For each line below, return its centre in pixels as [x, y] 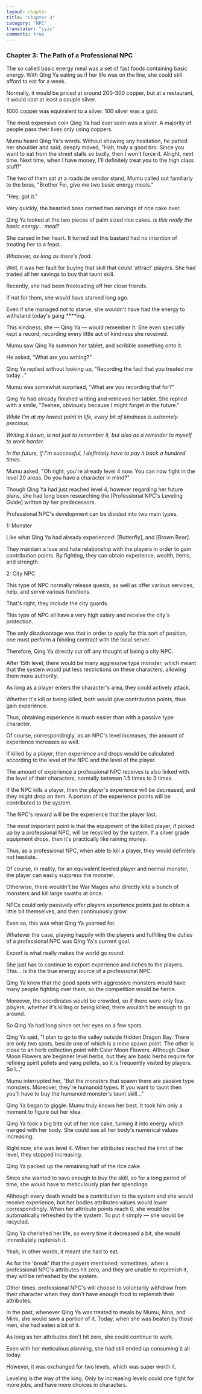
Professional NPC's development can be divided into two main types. [92, 514]
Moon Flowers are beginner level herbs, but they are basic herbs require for [100, 1056]
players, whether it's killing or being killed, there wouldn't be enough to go [99, 1007]
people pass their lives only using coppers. [60, 129]
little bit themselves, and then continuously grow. [67, 911]
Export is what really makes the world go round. [66, 953]
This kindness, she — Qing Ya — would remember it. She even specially [96, 327]
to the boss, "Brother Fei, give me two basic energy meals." [80, 185]
